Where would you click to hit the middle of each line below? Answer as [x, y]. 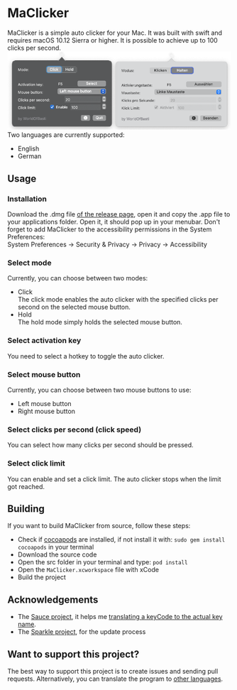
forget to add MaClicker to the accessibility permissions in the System [110, 229]
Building [26, 509]
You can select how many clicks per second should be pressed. [100, 445]
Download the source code [57, 554]
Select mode [29, 263]
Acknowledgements [53, 599]
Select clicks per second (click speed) [75, 429]
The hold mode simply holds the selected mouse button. [100, 322]
